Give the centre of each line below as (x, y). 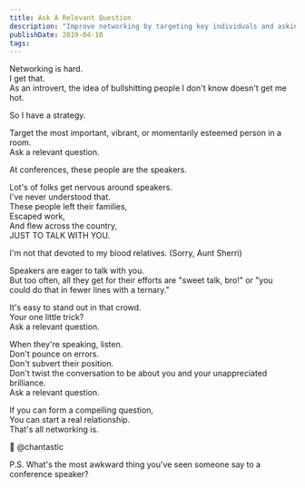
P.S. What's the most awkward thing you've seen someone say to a (135, 464)
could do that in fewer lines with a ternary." (89, 290)
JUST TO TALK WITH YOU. (60, 236)
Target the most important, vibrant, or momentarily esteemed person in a (146, 133)
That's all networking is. (54, 429)
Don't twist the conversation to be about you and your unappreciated (138, 374)
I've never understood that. (60, 197)
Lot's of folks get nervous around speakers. (91, 188)
